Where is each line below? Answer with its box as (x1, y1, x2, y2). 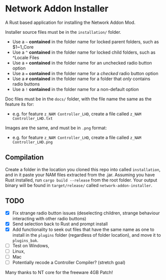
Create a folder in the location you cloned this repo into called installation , (5, 166, 161, 172)
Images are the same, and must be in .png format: (5, 125, 107, 131)
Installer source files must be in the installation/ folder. (5, 29, 122, 35)
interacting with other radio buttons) (12, 215, 86, 221)
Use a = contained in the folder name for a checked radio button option (12, 70, 159, 76)
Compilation (5, 153, 44, 162)
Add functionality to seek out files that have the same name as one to (12, 226, 155, 232)
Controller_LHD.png (12, 140, 53, 145)
